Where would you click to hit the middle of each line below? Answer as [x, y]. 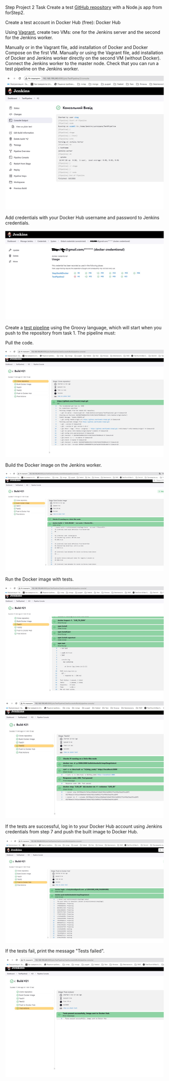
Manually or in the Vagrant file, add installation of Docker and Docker [77, 47]
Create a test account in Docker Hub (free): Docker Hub [63, 22]
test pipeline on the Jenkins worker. [42, 69]
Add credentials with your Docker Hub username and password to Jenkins [82, 217]
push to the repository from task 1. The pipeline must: [61, 333]
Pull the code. [20, 343]
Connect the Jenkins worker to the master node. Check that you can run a [82, 63]
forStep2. [15, 13]
